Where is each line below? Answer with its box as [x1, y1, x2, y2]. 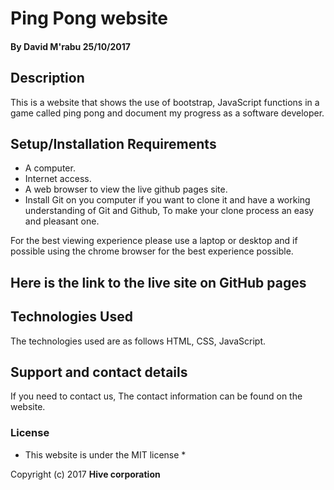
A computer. [24, 162, 76, 174]
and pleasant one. [24, 215, 100, 227]
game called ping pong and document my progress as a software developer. [10, 107, 325, 119]
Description [10, 70, 85, 87]
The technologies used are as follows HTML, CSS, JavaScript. [10, 335, 267, 347]
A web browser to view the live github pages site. [24, 183, 228, 196]
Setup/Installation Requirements [10, 135, 217, 152]
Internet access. [24, 173, 92, 185]
